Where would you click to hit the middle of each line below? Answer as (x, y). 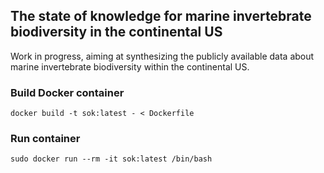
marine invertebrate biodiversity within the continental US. (130, 66)
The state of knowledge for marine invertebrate (161, 16)
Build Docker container (67, 92)
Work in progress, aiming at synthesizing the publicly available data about (162, 56)
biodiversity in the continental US (116, 32)
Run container (45, 139)
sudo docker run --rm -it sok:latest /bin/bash (111, 159)
